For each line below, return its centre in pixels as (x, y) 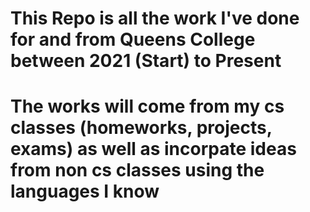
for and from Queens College (133, 39)
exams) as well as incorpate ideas (153, 149)
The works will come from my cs (147, 106)
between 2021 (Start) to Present (146, 61)
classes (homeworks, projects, (141, 128)
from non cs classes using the (137, 170)
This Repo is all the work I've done (155, 18)
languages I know (85, 191)
